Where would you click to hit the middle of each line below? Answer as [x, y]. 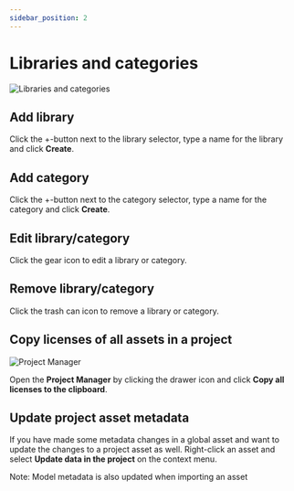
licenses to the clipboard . [58, 389]
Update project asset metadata [100, 418]
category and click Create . [60, 209]
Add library [42, 117]
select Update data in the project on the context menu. [113, 459]
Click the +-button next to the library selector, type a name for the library [147, 139]
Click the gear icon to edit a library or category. [98, 260]
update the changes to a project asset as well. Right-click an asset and [142, 450]
